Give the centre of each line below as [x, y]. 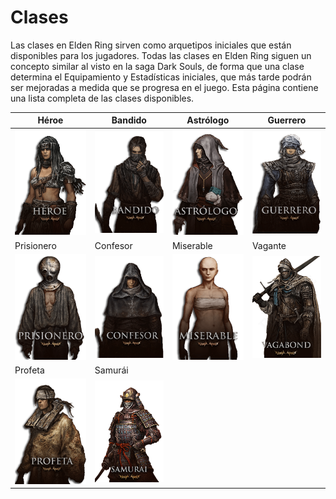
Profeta [29, 370]
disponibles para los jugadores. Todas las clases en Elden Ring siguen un [161, 55]
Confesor [113, 245]
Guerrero [287, 120]
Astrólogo [208, 120]
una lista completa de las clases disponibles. [102, 98]
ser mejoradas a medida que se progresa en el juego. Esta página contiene [164, 87]
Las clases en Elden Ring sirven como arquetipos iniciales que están [151, 45]
